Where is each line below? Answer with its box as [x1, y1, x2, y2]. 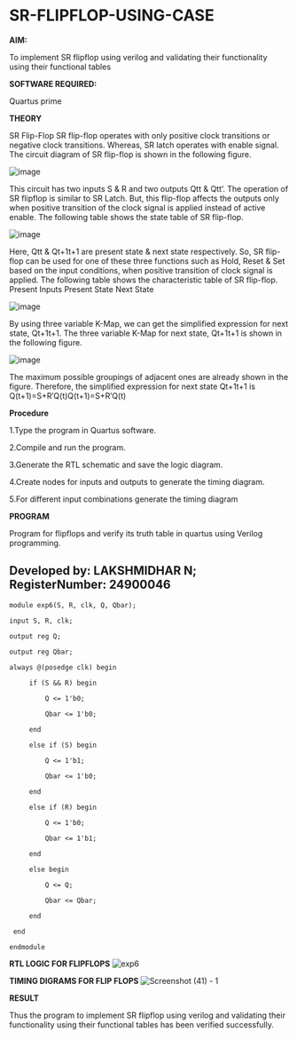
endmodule [9, 942, 46, 951]
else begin [28, 865, 69, 874]
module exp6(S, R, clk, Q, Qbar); [9, 600, 137, 609]
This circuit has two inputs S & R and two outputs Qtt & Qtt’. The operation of [9, 183, 289, 194]
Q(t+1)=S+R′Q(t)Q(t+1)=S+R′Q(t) [9, 390, 127, 401]
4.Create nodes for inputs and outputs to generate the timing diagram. [9, 476, 265, 487]
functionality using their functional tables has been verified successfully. [9, 1019, 275, 1030]
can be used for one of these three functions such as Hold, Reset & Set [25, 255, 285, 266]
